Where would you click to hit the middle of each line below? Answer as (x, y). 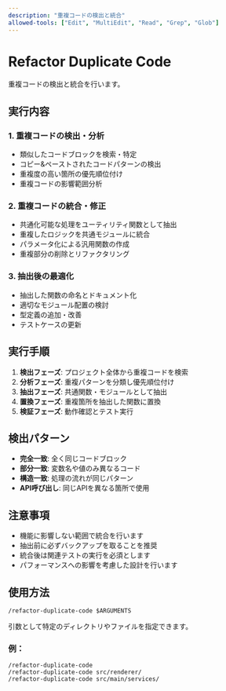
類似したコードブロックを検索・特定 (78, 155)
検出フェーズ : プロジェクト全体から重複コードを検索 (104, 372)
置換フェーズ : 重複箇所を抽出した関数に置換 (90, 401)
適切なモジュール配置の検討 (64, 305)
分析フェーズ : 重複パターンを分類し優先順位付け (97, 382)
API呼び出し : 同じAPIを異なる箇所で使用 (84, 488)
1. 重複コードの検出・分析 (56, 136)
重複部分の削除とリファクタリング (75, 254)
